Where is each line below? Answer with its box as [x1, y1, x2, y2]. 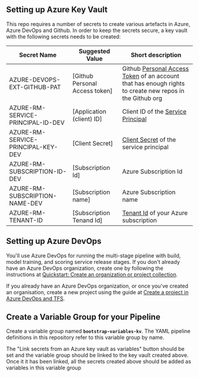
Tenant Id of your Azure [122, 208, 188, 217]
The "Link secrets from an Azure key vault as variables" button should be [6, 346, 185, 353]
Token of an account [122, 72, 179, 80]
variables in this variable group [6, 364, 82, 372]
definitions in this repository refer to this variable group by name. [6, 334, 165, 341]
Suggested [78, 47, 111, 55]
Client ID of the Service [122, 107, 187, 115]
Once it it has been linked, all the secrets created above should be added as [6, 358, 191, 365]
